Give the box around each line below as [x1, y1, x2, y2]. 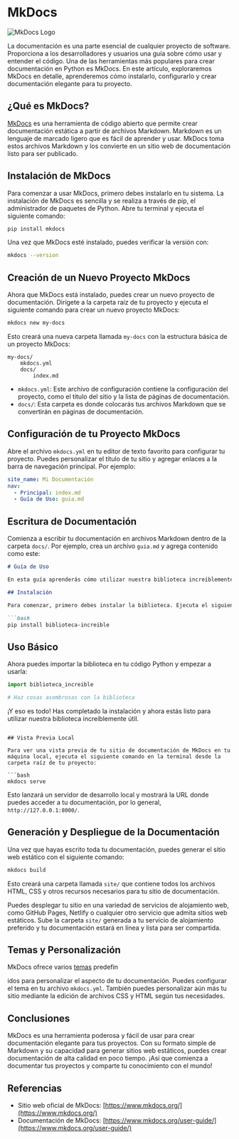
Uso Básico [7, 641, 58, 653]
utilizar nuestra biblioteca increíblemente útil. [7, 714, 139, 723]
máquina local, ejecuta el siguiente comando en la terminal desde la [7, 752, 221, 760]
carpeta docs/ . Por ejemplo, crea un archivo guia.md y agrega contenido [7, 542, 218, 550]
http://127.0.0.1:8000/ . [7, 805, 80, 814]
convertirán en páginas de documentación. [17, 407, 144, 416]
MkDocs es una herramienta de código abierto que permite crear [7, 119, 198, 127]
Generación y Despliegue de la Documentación [7, 826, 221, 839]
